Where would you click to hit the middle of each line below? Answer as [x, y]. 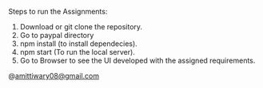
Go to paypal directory [57, 35]
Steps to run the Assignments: [58, 11]
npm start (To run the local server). [78, 52]
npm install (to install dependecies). [78, 44]
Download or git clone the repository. [81, 27]
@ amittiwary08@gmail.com [54, 76]
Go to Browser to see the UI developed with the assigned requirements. [137, 60]
